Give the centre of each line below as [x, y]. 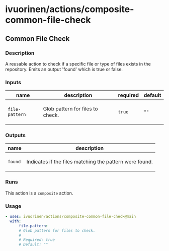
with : [16, 221]
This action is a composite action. [39, 193]
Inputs [13, 82]
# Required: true [37, 240]
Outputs [16, 136]
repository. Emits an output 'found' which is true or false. [64, 69]
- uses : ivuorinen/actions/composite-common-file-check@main [71, 217]
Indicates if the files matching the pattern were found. [90, 162]
